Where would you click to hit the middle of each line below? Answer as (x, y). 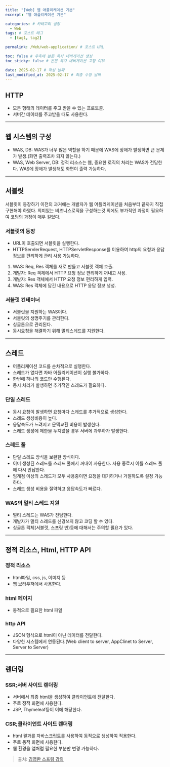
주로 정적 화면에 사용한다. (38, 703)
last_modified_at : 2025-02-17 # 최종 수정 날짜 (53, 75)
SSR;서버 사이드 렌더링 (32, 685)
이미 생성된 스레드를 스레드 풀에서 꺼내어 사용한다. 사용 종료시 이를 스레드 (85, 463)
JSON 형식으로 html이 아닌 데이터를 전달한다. (57, 635)
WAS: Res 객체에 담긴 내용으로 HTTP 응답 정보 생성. (64, 286)
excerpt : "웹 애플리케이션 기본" (36, 15)
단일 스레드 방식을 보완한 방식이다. (46, 457)
